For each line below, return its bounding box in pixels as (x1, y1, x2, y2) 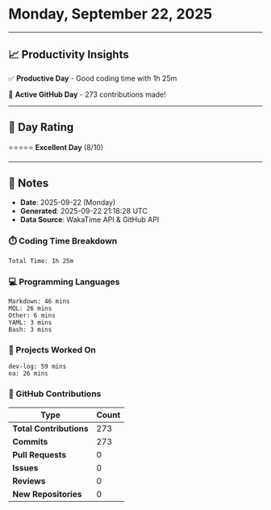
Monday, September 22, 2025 (8, 5, 213, 23)
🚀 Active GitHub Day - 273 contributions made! (8, 90, 167, 99)
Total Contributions (12, 423, 89, 434)
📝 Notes (8, 176, 49, 190)
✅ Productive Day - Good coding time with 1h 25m (8, 73, 177, 83)
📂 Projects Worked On (8, 344, 97, 355)
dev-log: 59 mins (8, 362, 67, 371)
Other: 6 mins (8, 311, 56, 320)
